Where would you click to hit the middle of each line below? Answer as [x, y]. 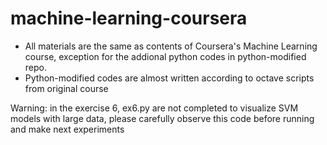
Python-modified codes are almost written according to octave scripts [169, 78]
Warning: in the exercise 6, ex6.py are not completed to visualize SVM [154, 108]
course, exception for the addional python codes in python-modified [165, 56]
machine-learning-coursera [129, 18]
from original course [66, 88]
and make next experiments [67, 129]
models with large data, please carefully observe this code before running [162, 118]
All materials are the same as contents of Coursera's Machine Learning [171, 46]
